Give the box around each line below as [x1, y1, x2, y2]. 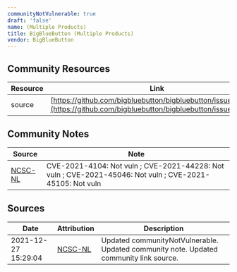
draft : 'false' [7, 17, 52, 24]
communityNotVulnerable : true [7, 10, 97, 18]
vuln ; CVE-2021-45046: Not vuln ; [46, 170, 167, 180]
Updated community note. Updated [101, 244, 219, 254]
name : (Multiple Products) [7, 23, 87, 30]
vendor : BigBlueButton [7, 37, 74, 44]
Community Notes [7, 128, 90, 140]
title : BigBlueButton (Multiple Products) [7, 30, 134, 37]
